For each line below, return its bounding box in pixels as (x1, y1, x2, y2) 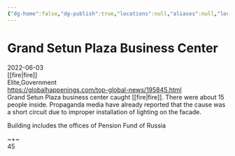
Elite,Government (7, 78, 57, 86)
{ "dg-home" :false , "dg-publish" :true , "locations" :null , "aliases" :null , (7, 10, 218, 17)
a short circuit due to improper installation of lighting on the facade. (7, 107, 201, 116)
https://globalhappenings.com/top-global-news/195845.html (7, 85, 182, 94)
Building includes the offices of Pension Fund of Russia (7, 121, 166, 130)
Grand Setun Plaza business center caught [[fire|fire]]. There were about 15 (7, 93, 225, 101)
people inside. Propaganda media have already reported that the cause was (7, 100, 226, 109)
